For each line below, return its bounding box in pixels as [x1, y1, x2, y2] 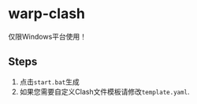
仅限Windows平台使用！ [8, 32, 87, 41]
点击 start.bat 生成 [19, 76, 80, 87]
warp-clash [8, 5, 85, 23]
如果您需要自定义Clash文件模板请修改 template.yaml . [19, 87, 191, 96]
